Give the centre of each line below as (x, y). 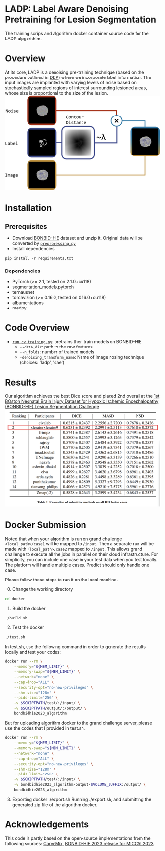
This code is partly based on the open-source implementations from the (78, 838)
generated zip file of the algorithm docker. (55, 804)
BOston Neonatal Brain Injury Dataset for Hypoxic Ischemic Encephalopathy (82, 401)
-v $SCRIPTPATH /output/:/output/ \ (50, 708)
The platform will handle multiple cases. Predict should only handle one (77, 565)
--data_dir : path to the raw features (56, 347)
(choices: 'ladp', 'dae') (42, 363)
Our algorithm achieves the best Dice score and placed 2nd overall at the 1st (82, 396)
